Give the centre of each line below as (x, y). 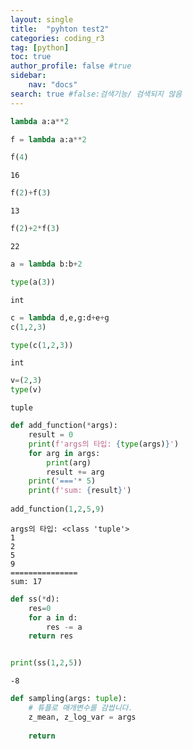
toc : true (31, 57)
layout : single (42, 19)
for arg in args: (64, 453)
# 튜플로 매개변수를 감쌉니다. (80, 708)
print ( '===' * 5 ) (62, 481)
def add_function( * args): (64, 426)
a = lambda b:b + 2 (46, 264)
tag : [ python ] (40, 47)
